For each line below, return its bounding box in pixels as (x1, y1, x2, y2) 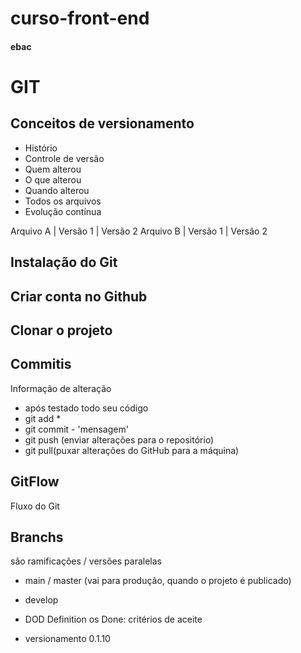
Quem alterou (24, 163, 82, 175)
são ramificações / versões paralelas (10, 555, 162, 567)
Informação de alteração (10, 382, 112, 394)
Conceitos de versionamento (10, 115, 195, 132)
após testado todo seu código (24, 402, 149, 414)
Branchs (10, 528, 64, 546)
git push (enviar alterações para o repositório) (24, 433, 215, 446)
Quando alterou (24, 184, 90, 196)
